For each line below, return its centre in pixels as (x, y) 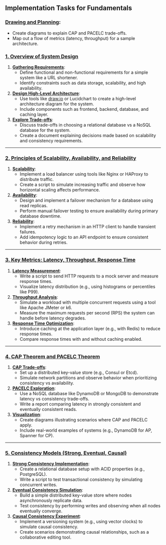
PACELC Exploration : (34, 388)
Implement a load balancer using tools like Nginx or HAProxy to (84, 174)
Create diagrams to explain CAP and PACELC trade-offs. (69, 33)
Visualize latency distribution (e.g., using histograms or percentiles (87, 286)
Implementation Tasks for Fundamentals (69, 8)
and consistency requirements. (51, 140)
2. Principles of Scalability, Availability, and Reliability (71, 158)
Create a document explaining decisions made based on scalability (88, 135)
